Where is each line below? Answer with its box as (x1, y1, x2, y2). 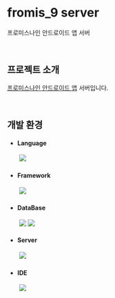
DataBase (17, 203, 46, 212)
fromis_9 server (7, 5, 100, 21)
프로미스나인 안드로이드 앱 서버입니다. (7, 83, 109, 92)
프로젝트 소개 (7, 64, 60, 76)
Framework (17, 171, 51, 179)
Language (17, 139, 47, 147)
